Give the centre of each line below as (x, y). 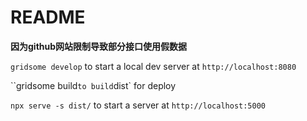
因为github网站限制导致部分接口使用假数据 (99, 46)
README (48, 17)
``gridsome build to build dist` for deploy (93, 85)
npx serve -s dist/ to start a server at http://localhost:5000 (138, 105)
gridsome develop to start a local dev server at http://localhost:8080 (153, 66)
